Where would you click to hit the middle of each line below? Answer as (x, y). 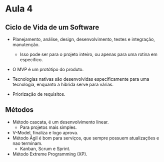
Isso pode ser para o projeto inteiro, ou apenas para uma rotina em (88, 54)
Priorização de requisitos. (39, 94)
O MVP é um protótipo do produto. (48, 69)
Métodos (19, 110)
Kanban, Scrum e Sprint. (45, 148)
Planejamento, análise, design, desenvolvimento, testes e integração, (83, 39)
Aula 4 (19, 9)
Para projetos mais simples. (48, 127)
